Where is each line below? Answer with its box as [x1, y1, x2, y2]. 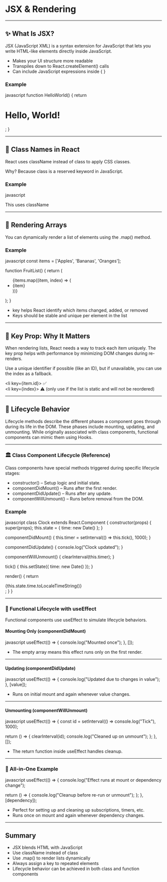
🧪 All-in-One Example [5, 766, 59, 773]
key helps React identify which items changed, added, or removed [12, 307, 148, 313]
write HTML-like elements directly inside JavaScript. [5, 48, 112, 54]
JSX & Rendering [5, 3, 76, 15]
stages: [5, 470, 21, 476]
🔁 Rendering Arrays [5, 221, 67, 229]
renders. [5, 356, 22, 362]
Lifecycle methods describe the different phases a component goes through [5, 418, 161, 424]
